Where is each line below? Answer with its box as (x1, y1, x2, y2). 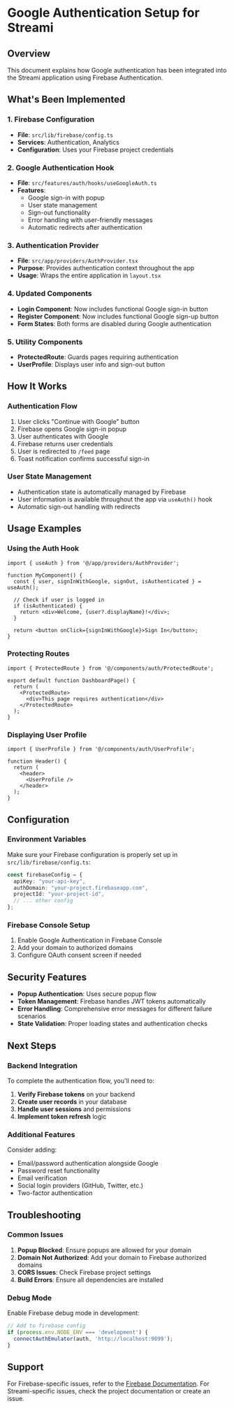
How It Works (7, 381, 68, 393)
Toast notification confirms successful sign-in (17, 454, 150, 462)
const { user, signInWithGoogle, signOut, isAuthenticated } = (13, 578, 201, 585)
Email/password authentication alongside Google (17, 1159, 159, 1168)
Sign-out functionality (27, 208, 91, 217)
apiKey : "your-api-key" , (13, 878, 86, 885)
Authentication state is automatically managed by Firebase (17, 487, 187, 496)
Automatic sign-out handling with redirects (17, 502, 141, 511)
